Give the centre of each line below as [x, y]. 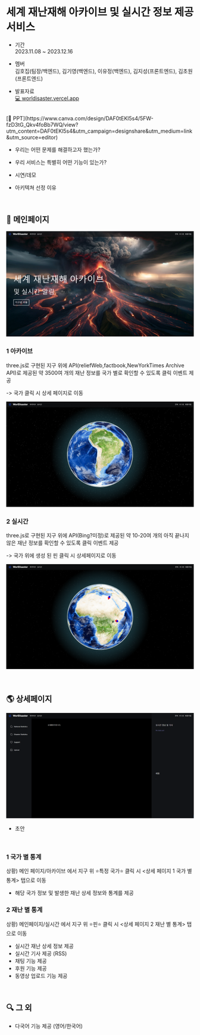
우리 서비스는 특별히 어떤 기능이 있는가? [61, 162]
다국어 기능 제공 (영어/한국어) [49, 1026]
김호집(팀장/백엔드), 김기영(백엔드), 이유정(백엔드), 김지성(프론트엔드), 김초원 [104, 71]
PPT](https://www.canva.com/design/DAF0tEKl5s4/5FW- [83, 118]
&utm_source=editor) [32, 137]
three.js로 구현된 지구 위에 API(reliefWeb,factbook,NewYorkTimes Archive [95, 365]
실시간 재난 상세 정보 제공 [44, 946]
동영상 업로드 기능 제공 [41, 975]
